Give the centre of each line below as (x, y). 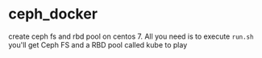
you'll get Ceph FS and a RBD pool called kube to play (98, 44)
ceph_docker (53, 14)
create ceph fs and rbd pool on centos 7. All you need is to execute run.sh (131, 36)
